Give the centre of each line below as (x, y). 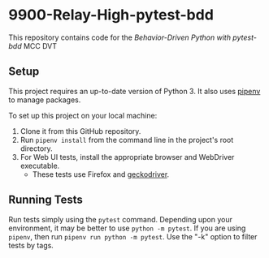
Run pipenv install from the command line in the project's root (127, 140)
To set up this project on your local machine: (83, 115)
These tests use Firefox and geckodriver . (101, 174)
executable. (40, 166)
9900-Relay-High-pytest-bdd (111, 15)
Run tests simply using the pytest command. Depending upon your (121, 219)
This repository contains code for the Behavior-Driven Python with (120, 37)
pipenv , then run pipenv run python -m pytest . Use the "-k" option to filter (133, 236)
